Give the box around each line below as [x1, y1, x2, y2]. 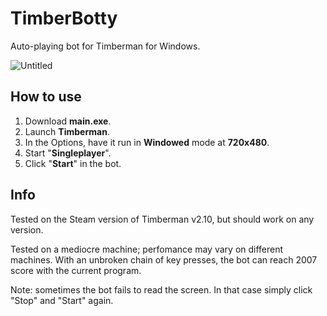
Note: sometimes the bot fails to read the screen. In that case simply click [10, 283, 313, 296]
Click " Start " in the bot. [24, 157, 122, 169]
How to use [10, 88, 82, 106]
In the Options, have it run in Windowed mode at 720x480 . [24, 136, 270, 148]
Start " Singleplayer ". [24, 147, 112, 159]
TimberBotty [10, 7, 118, 30]
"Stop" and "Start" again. [10, 294, 114, 306]
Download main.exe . [24, 115, 112, 127]
